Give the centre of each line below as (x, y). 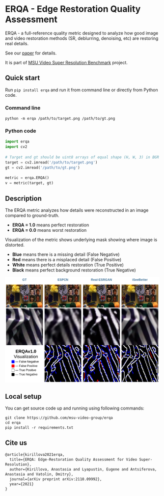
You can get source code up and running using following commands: (75, 408)
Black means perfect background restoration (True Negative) (74, 270)
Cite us (16, 443)
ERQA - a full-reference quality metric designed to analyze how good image (82, 33)
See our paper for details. (31, 53)
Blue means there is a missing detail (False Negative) (66, 254)
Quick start (23, 78)
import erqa (17, 142)
